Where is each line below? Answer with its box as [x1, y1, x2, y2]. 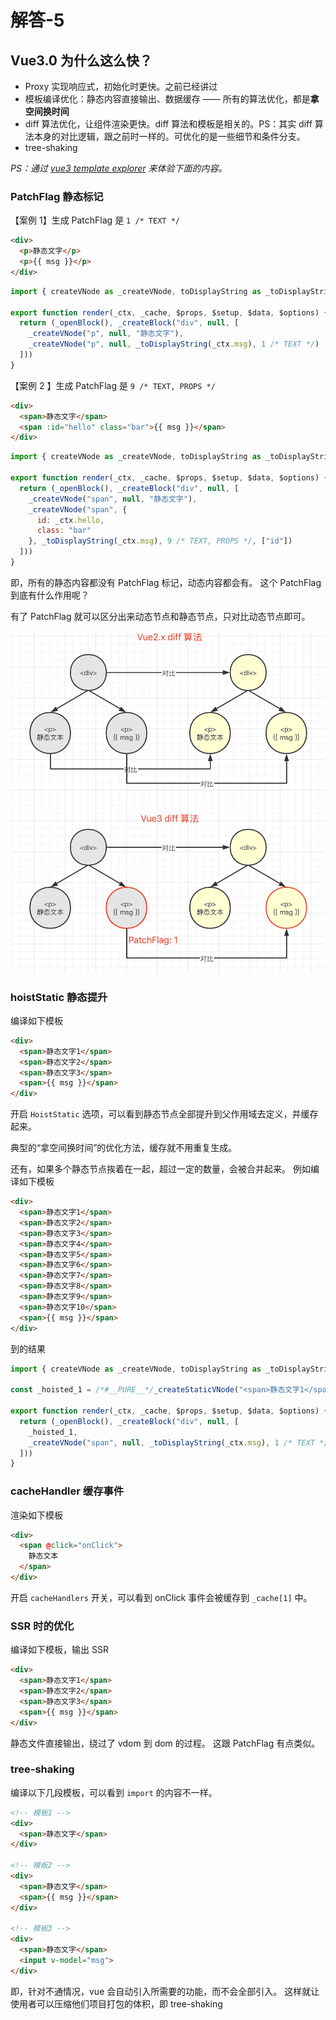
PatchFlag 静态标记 [10, 189, 104, 203]
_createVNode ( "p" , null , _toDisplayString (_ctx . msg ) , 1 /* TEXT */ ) [28, 339, 320, 350]
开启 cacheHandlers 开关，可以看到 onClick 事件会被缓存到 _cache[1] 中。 [10, 1591, 313, 1603]
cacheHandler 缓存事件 [10, 1484, 125, 1498]
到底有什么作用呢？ [10, 589, 90, 601]
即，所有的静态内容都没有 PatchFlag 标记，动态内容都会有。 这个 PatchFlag [10, 576, 322, 588]
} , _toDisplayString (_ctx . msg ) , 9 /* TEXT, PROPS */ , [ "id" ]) [28, 536, 293, 546]
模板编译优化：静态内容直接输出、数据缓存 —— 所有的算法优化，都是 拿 [24, 93, 320, 105]
